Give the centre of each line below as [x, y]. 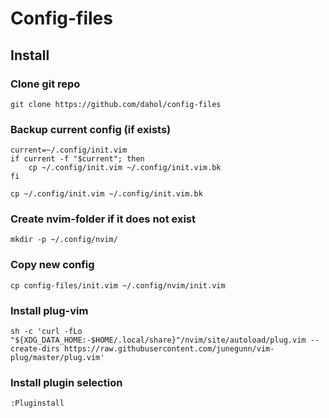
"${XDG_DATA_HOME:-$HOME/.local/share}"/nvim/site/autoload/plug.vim [158, 340]
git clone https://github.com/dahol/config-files [116, 104]
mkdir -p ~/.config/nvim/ [64, 240]
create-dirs [35, 349]
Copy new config [52, 265]
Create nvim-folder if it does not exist [103, 219]
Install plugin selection [66, 382]
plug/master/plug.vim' [57, 358]
